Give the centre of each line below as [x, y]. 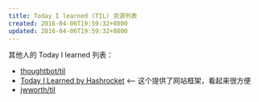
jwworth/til [38, 90]
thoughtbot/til [43, 71]
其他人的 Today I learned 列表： [61, 55]
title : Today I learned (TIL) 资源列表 [73, 16]
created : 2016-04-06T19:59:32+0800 [68, 23]
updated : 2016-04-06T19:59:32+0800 [68, 31]
